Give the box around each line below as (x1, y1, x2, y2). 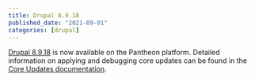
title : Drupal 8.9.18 (8, 11, 80, 20)
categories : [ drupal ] (8, 26, 80, 34)
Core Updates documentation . (8, 64, 107, 74)
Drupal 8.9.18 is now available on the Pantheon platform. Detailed (8, 48, 220, 57)
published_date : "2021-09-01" (8, 19, 108, 27)
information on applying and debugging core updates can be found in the (8, 56, 248, 65)
